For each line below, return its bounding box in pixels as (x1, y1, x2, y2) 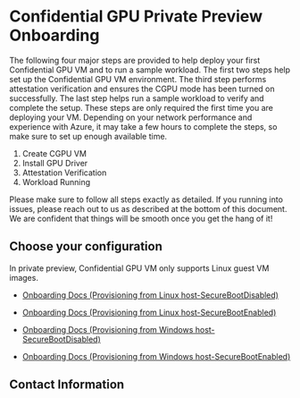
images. (9, 272, 38, 283)
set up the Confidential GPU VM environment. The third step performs (9, 73, 267, 84)
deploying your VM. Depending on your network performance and (9, 112, 253, 123)
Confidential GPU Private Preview (9, 6, 263, 27)
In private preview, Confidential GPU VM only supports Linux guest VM (9, 262, 270, 274)
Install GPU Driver (21, 157, 88, 168)
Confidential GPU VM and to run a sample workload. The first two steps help (9, 64, 291, 75)
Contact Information (9, 377, 125, 393)
